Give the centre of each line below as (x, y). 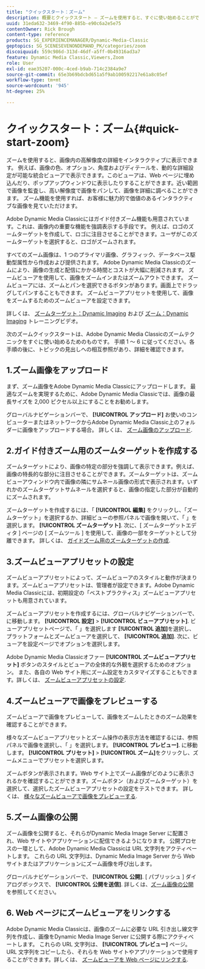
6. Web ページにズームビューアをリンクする (88, 913)
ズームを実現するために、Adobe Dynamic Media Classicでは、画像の (103, 394)
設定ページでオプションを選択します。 (75, 644)
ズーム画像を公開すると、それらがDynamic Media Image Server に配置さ (98, 833)
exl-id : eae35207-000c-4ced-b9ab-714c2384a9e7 (67, 69)
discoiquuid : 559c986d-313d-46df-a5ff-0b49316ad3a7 (73, 52)
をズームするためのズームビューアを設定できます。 (70, 300)
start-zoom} (38, 143)
